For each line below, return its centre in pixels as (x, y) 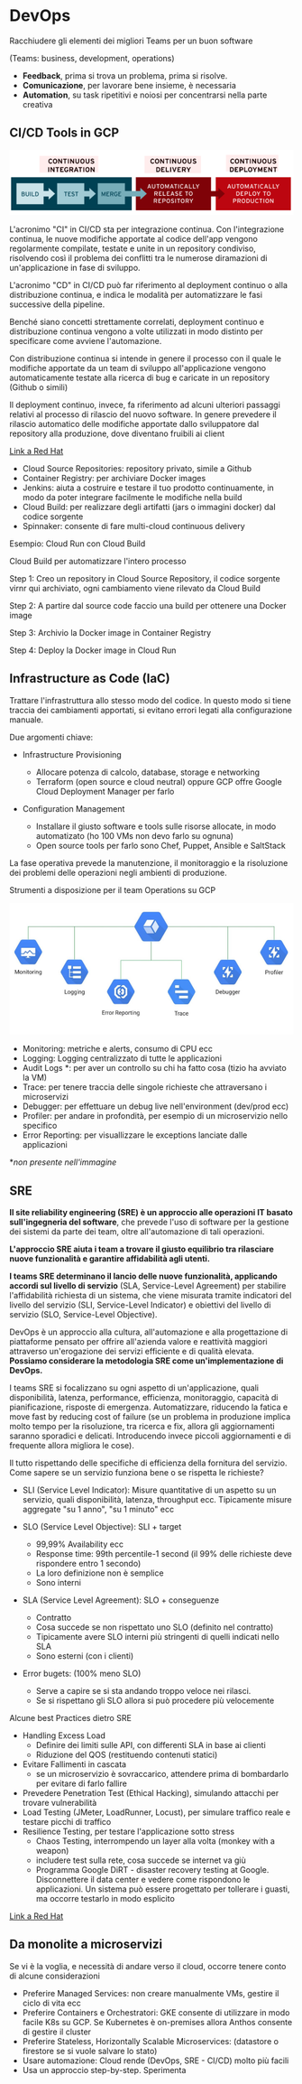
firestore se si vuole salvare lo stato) (90, 2051)
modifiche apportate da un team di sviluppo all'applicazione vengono (138, 367)
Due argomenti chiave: (51, 737)
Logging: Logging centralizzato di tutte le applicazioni (122, 1058)
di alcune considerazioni (55, 1976)
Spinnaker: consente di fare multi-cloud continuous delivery (133, 526)
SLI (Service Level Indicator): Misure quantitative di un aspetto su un (149, 1490)
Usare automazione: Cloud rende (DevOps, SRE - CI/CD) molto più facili (156, 2061)
